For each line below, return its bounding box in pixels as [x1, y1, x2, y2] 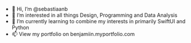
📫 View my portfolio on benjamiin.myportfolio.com [11, 31, 135, 37]
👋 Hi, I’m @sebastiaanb [11, 6, 68, 12]
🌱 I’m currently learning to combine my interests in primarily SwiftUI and [11, 18, 186, 24]
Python [11, 24, 29, 31]
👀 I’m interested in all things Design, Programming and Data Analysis [11, 12, 177, 19]
